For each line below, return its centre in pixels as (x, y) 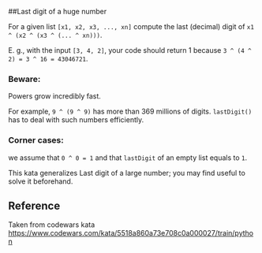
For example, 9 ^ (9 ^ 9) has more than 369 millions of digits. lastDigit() (130, 112)
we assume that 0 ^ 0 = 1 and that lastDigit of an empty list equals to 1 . (127, 158)
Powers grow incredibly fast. (54, 96)
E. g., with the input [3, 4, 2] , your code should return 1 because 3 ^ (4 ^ (130, 50)
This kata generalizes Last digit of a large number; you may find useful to (127, 173)
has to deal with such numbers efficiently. (76, 120)
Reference (34, 205)
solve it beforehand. (41, 181)
